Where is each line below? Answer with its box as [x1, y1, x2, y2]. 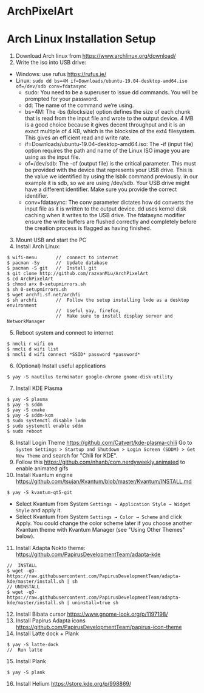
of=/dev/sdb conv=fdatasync [15, 83, 87, 89]
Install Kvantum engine [15, 472, 73, 479]
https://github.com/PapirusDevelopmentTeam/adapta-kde [15, 551, 161, 558]
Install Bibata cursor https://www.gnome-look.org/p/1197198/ [15, 610, 168, 618]
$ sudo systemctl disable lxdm [7, 418, 86, 424]
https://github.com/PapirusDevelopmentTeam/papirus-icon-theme [15, 624, 182, 631]
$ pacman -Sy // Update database [7, 260, 108, 266]
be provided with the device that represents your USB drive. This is [24, 166, 193, 174]
